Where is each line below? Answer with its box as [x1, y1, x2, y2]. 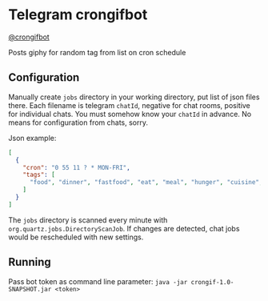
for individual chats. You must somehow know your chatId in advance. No [8, 109, 252, 118]
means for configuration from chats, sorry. [8, 118, 149, 127]
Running [8, 255, 52, 269]
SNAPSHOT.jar [8, 285, 52, 293]
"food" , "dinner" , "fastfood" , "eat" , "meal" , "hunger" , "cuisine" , [29, 179, 263, 187]
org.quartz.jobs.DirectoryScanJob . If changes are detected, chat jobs [8, 223, 240, 233]
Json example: [8, 133, 57, 142]
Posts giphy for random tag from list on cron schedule [8, 47, 186, 57]
